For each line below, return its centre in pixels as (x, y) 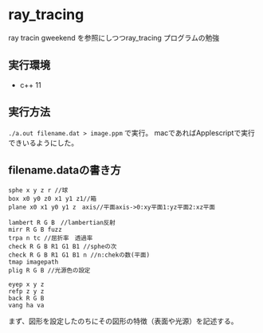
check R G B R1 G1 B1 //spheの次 (63, 247)
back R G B (26, 299)
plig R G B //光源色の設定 (49, 271)
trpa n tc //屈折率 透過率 (51, 238)
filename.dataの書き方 (65, 170)
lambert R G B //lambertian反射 (62, 223)
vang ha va (26, 306)
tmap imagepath (33, 262)
